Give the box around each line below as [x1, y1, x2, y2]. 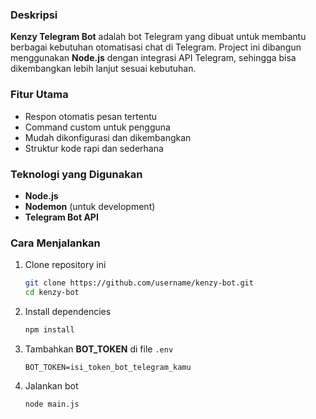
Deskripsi [10, 8, 58, 22]
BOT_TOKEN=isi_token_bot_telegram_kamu [24, 362, 192, 372]
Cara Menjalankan [10, 236, 101, 250]
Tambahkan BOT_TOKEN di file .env [24, 343, 174, 355]
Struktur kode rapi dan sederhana [24, 142, 164, 154]
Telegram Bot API [24, 211, 99, 223]
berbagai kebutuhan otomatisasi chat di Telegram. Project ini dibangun [10, 41, 302, 53]
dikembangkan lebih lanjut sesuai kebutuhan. [10, 63, 197, 75]
